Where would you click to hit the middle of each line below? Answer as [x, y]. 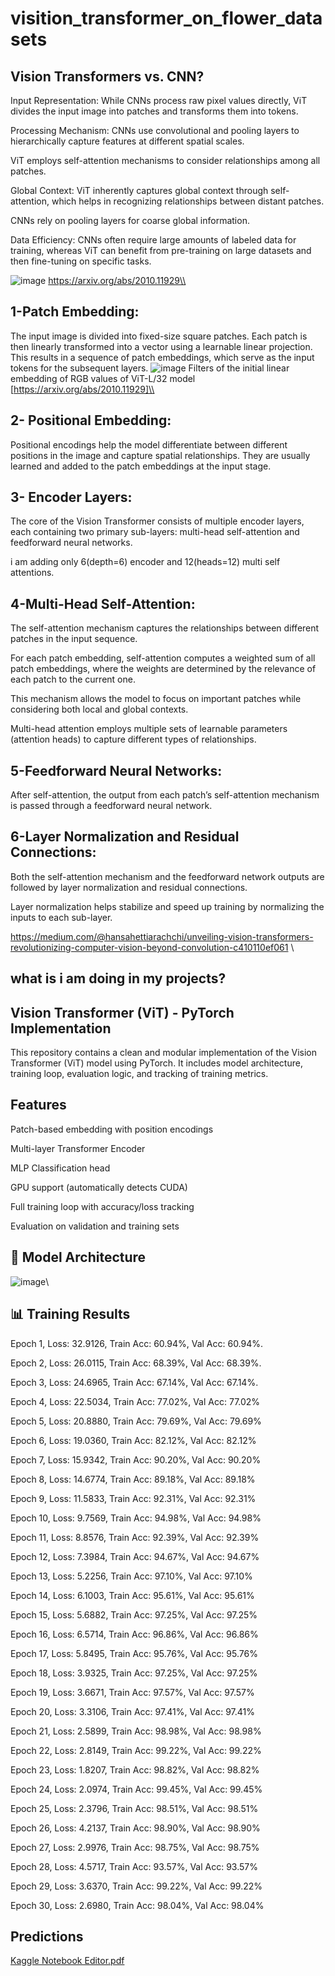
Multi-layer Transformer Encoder [78, 1148]
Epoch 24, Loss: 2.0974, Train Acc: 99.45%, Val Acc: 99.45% [136, 1789]
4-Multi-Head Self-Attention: [103, 603]
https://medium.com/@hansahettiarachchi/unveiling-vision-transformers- [162, 936]
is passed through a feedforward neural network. [111, 806]
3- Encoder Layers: [71, 497]
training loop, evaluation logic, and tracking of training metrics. [139, 1074]
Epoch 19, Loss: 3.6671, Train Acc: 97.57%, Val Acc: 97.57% [132, 1692]
